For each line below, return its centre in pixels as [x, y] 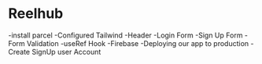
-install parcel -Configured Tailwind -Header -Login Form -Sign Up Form [125, 35]
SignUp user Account [66, 52]
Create [19, 52]
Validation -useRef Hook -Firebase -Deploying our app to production [138, 43]
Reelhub [36, 14]
